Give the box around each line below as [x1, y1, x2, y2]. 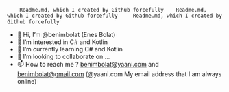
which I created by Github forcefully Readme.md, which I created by [7, 12, 223, 19]
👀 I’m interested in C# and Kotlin [16, 38, 108, 46]
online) [16, 78, 37, 85]
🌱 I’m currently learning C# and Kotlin [16, 45, 123, 53]
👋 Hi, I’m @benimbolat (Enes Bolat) [16, 31, 116, 38]
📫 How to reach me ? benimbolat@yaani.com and [16, 60, 159, 68]
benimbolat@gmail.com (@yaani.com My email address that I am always [16, 70, 222, 78]
